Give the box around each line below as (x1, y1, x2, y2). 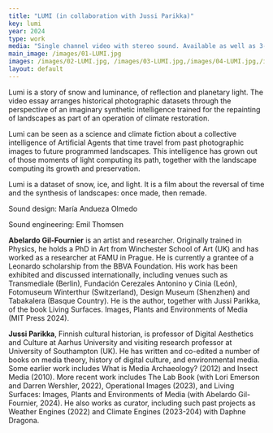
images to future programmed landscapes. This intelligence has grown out (8, 146, 258, 155)
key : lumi (8, 20, 42, 28)
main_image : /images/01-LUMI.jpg (8, 50, 122, 58)
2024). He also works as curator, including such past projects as (40, 398, 256, 408)
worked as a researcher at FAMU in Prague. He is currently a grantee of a (8, 252, 254, 262)
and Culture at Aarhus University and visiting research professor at (8, 337, 232, 347)
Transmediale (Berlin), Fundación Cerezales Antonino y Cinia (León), (8, 278, 238, 288)
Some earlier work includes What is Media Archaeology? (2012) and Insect (8, 363, 258, 373)
